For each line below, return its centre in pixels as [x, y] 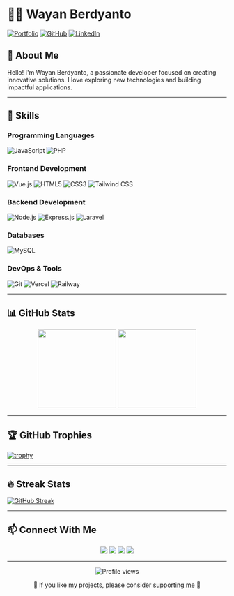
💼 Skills [23, 116]
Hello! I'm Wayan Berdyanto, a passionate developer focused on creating [112, 72]
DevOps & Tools [35, 269]
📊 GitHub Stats [41, 313]
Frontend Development [47, 169]
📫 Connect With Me [52, 530]
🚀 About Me [33, 55]
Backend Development [46, 202]
